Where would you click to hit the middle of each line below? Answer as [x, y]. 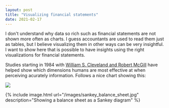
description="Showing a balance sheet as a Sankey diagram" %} [73, 100]
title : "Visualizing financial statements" [52, 15]
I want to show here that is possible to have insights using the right [75, 50]
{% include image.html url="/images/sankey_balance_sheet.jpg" [72, 95]
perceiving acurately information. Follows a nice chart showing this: [76, 76]
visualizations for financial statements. [45, 55]
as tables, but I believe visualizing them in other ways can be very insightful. [85, 44]
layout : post [19, 10]
